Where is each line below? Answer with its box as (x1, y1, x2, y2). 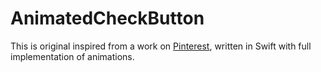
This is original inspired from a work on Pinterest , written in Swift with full (10, 40, 312, 52)
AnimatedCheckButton (10, 7, 205, 30)
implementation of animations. (10, 50, 135, 62)
